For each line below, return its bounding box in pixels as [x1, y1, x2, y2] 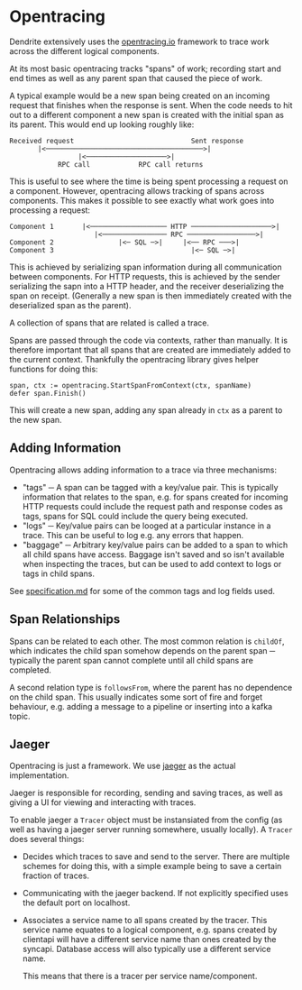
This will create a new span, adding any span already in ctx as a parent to [9, 404, 283, 416]
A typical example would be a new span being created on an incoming [9, 90, 270, 101]
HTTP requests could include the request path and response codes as [22, 500, 284, 511]
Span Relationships [9, 611, 121, 628]
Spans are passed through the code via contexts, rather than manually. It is [9, 335, 288, 345]
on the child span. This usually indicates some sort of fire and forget [9, 692, 263, 702]
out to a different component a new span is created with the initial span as [9, 109, 284, 120]
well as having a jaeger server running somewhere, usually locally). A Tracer [9, 824, 293, 835]
